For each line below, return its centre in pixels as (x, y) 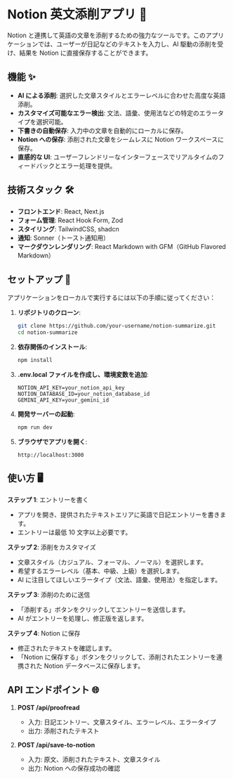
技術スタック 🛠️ (41, 190)
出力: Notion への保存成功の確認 (74, 768)
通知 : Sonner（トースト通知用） (64, 238)
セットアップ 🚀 (39, 279)
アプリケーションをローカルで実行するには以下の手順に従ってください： (112, 298)
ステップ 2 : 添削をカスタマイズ (52, 547)
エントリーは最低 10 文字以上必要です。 (74, 532)
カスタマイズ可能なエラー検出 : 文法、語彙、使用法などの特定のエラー (118, 112)
